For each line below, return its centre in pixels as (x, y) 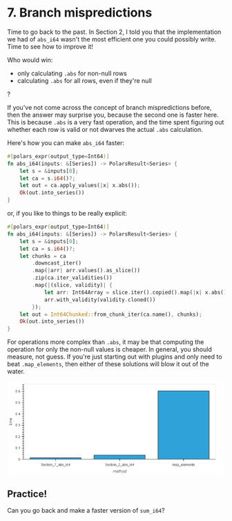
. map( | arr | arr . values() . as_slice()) (86, 271)
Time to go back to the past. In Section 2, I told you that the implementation (114, 32)
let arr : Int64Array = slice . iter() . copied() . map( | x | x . (128, 292)
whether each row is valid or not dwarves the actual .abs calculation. (105, 129)
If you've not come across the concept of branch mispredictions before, (109, 107)
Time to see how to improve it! (50, 46)
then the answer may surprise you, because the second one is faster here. (113, 115)
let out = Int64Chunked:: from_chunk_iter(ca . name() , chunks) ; (111, 314)
